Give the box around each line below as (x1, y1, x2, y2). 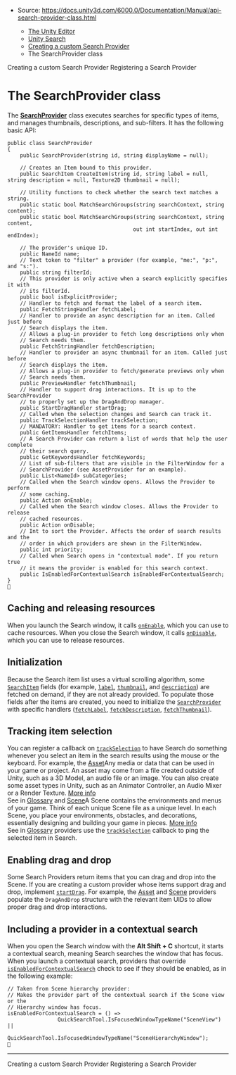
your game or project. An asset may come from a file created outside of (7, 767, 214, 775)
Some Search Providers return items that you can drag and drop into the (7, 873, 216, 881)
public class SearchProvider (7, 139, 93, 146)
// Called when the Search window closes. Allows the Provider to (20, 503, 218, 510)
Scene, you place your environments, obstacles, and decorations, (7, 811, 197, 819)
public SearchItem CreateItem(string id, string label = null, (20, 170, 209, 177)
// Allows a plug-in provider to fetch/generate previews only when (20, 367, 225, 375)
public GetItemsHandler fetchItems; (20, 429, 128, 436)
